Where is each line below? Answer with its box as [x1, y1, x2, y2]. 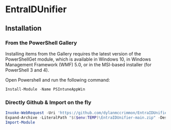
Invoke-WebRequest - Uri [5, 111, 56, 116]
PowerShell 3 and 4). [5, 67, 49, 73]
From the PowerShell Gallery [5, 39, 77, 46]
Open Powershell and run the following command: [5, 76, 110, 83]
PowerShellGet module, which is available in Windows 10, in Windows [5, 56, 151, 62]
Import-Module [5, 120, 36, 125]
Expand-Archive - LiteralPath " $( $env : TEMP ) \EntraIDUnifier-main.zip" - [5, 115, 160, 120]
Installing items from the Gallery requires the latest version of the [5, 50, 141, 57]
